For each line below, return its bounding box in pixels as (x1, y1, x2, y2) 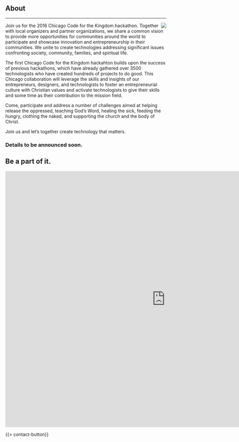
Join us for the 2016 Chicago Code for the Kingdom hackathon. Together (5, 23, 159, 29)
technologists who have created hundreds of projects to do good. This (5, 70, 154, 76)
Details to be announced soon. (5, 141, 83, 148)
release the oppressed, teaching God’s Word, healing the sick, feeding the (5, 108, 161, 114)
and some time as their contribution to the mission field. (5, 92, 123, 98)
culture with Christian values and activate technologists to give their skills (5, 87, 160, 93)
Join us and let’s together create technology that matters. (5, 128, 126, 135)
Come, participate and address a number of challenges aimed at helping (5, 102, 157, 108)
